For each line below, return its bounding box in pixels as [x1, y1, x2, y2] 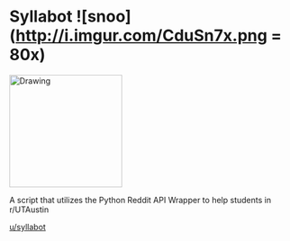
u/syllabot [9, 221, 47, 232]
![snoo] [76, 6, 132, 27]
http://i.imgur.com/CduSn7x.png [15, 25, 267, 46]
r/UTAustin [9, 204, 50, 215]
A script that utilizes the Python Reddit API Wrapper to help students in [9, 194, 272, 205]
